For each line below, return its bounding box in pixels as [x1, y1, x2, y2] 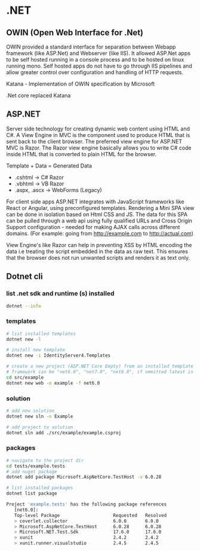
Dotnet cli [6, 272, 43, 282]
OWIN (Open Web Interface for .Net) [6, 28, 144, 38]
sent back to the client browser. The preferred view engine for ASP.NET [6, 138, 183, 145]
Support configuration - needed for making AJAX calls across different [6, 223, 180, 230]
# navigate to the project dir [6, 457, 84, 464]
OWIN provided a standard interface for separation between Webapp [6, 43, 176, 50]
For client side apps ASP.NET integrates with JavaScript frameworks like [6, 198, 184, 205]
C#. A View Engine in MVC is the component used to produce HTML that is [6, 131, 190, 138]
